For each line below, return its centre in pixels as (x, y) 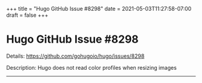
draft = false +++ (27, 15)
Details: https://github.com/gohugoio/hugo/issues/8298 (75, 56)
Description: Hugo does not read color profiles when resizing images (92, 67)
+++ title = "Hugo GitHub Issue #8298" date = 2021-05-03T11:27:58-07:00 (99, 9)
